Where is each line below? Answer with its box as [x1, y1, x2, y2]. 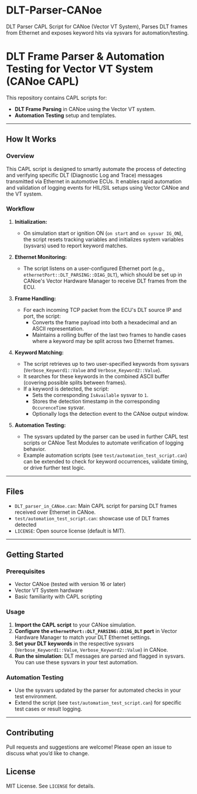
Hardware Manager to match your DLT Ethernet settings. [14, 634, 151, 641]
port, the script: [23, 312, 61, 319]
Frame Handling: [14, 295, 56, 302]
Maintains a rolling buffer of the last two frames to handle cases [32, 331, 186, 338]
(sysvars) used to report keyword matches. [23, 242, 128, 249]
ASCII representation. [32, 325, 84, 332]
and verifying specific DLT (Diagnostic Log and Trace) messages [6, 171, 163, 179]
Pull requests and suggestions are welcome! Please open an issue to [6, 743, 172, 751]
